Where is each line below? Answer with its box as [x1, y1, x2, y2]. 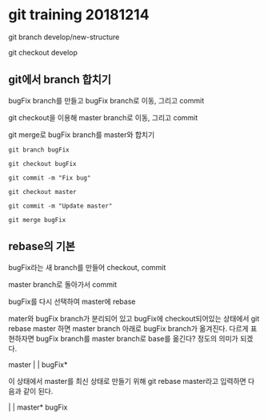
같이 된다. [22, 386, 54, 396]
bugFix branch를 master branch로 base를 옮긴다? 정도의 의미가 [35, 333, 238, 343]
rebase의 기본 [8, 240, 76, 253]
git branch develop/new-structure [8, 32, 120, 42]
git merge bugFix [8, 216, 66, 224]
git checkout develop [8, 47, 78, 57]
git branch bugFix [8, 146, 70, 154]
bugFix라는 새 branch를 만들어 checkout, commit [8, 262, 166, 272]
